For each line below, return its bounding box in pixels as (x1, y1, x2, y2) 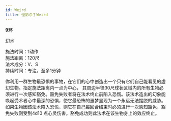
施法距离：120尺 (5, 54, 40, 61)
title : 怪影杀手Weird (5, 12, 48, 17)
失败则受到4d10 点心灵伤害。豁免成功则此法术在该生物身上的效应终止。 (9, 110, 160, 116)
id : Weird (5, 7, 26, 13)
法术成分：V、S (5, 61, 38, 67)
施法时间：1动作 (5, 48, 39, 54)
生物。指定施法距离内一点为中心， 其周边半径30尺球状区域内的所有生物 (9, 84, 159, 90)
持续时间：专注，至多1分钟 (5, 67, 61, 74)
